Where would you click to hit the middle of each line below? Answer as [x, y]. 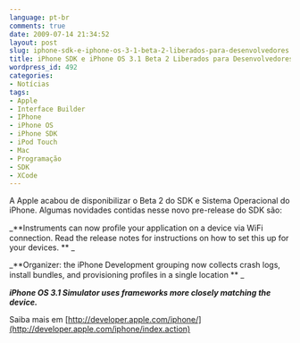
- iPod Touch [33, 142]
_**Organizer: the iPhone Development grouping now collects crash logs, [145, 265]
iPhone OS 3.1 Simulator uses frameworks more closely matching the [140, 293]
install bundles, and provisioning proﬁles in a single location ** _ [127, 275]
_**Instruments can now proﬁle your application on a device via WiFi [136, 228]
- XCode [24, 175]
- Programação [36, 159]
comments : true [37, 26]
